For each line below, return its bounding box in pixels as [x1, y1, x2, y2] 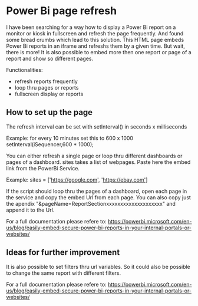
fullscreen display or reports [14, 90, 84, 97]
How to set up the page [6, 107, 93, 117]
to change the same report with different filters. [6, 269, 121, 277]
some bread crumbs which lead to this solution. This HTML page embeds [6, 36, 184, 43]
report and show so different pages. [6, 55, 94, 62]
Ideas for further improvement [6, 248, 120, 258]
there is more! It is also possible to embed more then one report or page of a [6, 48, 192, 55]
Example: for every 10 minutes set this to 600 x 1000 [6, 134, 134, 142]
